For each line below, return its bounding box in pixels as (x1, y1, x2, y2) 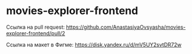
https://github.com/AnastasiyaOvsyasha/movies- (66, 23, 186, 31)
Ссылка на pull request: (6, 23, 65, 31)
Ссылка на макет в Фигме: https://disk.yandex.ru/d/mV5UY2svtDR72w (6, 41, 182, 48)
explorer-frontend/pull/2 (6, 29, 65, 36)
